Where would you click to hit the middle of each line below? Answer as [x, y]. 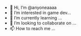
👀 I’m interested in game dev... [40, 13]
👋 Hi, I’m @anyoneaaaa [33, 8]
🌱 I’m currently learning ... [36, 18]
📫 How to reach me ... [32, 28]
